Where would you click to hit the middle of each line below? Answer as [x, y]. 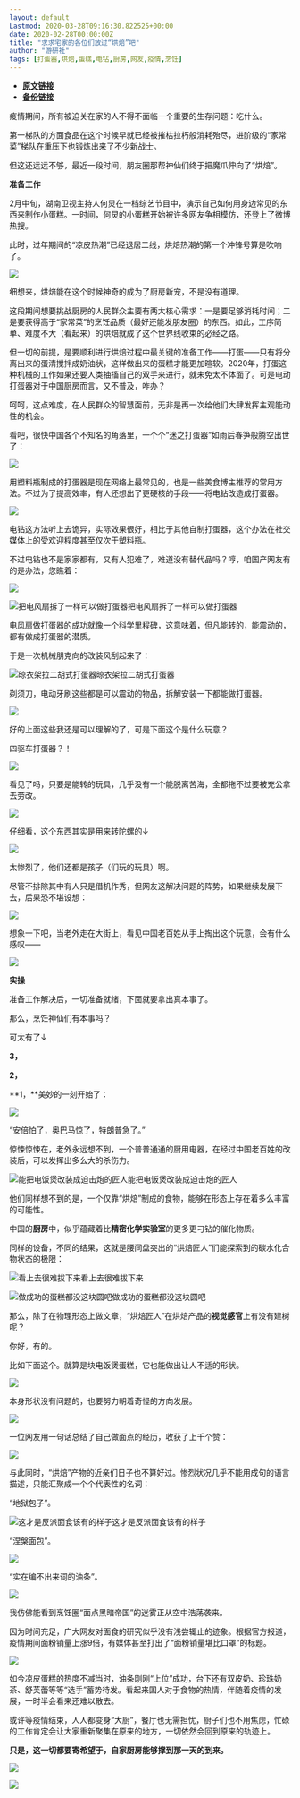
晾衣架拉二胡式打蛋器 [136, 674]
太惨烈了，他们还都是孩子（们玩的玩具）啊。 [92, 867]
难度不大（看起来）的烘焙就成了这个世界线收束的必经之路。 [134, 333]
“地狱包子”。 [33, 1503]
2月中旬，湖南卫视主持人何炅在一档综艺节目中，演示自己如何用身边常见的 [145, 203]
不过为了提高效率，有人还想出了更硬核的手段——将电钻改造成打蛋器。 [154, 493]
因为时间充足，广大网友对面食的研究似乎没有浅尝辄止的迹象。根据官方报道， [150, 1631]
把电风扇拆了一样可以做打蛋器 [183, 606]
